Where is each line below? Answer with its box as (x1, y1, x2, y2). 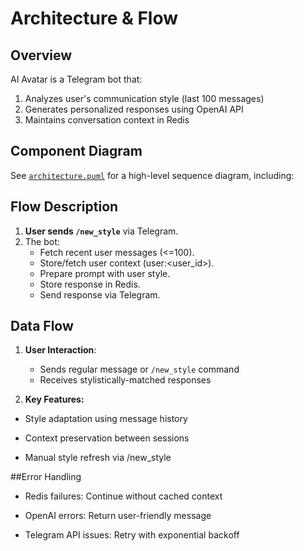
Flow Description (10, 198, 119, 216)
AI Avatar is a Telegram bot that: (10, 73, 143, 85)
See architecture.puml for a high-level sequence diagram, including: (10, 169, 295, 181)
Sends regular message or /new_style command (39, 363, 240, 376)
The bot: (24, 235, 60, 247)
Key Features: (24, 393, 85, 406)
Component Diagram (10, 143, 143, 160)
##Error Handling (10, 471, 82, 483)
